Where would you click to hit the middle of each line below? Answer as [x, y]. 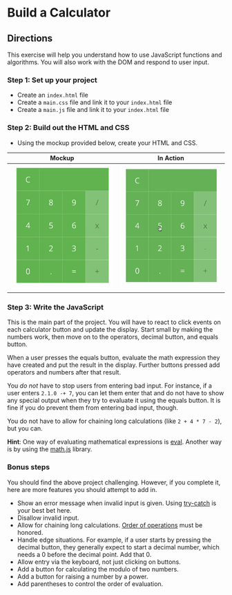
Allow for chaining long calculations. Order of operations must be [110, 525]
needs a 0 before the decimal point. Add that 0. [84, 554]
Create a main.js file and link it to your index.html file [93, 110]
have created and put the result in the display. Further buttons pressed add [114, 365]
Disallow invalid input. [48, 518]
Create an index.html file [52, 95]
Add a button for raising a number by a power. [83, 576]
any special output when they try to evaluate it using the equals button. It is [114, 400]
